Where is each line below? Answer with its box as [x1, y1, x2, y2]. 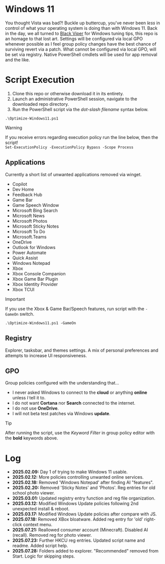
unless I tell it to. [12, 395, 46, 401]
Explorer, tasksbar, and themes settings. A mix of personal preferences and [5, 347, 159, 353]
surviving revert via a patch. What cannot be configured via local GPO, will [5, 46, 157, 52]
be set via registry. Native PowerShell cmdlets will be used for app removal [5, 51, 158, 58]
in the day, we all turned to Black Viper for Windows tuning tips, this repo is [5, 30, 158, 36]
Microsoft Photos [12, 218, 48, 224]
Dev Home [12, 186, 34, 192]
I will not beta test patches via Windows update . [12, 411, 111, 417]
